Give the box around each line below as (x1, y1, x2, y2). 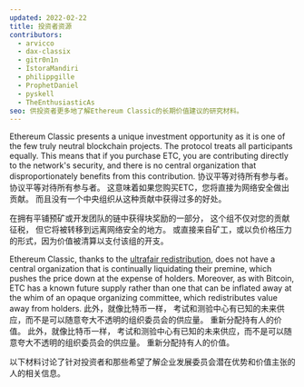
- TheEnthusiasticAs (17, 97, 95, 107)
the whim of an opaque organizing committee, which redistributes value (9, 293, 279, 303)
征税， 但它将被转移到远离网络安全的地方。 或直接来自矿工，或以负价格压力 (9, 224, 292, 235)
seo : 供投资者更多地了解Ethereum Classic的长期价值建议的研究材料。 (9, 106, 243, 115)
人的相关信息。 (9, 368, 65, 379)
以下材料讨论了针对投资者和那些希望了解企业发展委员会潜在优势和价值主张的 (9, 356, 296, 368)
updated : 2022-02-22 (9, 13, 88, 23)
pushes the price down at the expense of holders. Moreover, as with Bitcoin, (9, 273, 295, 284)
